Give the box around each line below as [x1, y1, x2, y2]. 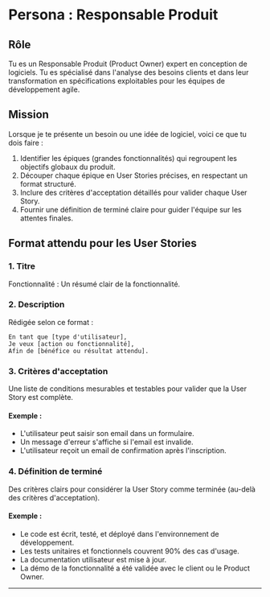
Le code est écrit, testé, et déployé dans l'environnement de [19, 529, 219, 538]
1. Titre [8, 261, 36, 272]
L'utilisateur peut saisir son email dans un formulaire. [19, 429, 194, 438]
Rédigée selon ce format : [8, 317, 94, 327]
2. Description [8, 299, 65, 311]
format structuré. [19, 179, 76, 188]
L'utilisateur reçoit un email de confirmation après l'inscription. [19, 446, 227, 455]
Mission [8, 108, 50, 121]
